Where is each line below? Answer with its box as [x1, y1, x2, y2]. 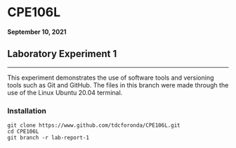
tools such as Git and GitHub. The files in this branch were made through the [7, 80, 229, 89]
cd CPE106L [7, 128, 39, 135]
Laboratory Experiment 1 [7, 48, 117, 60]
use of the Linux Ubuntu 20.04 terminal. [7, 88, 123, 97]
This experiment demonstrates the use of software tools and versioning [7, 73, 214, 82]
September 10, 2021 [7, 27, 67, 36]
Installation [7, 106, 47, 116]
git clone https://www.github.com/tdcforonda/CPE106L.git [7, 122, 181, 129]
